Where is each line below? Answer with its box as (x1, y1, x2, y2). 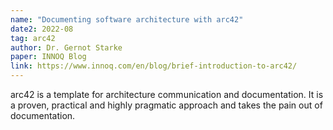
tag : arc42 (10, 33, 56, 43)
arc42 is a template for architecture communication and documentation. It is (10, 89, 324, 100)
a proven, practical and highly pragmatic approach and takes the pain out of (10, 99, 323, 111)
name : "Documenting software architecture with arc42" (10, 14, 244, 25)
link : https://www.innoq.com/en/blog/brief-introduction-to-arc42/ (10, 61, 298, 71)
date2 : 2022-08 (10, 24, 74, 34)
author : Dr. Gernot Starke (10, 42, 123, 53)
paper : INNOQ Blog (10, 52, 87, 62)
